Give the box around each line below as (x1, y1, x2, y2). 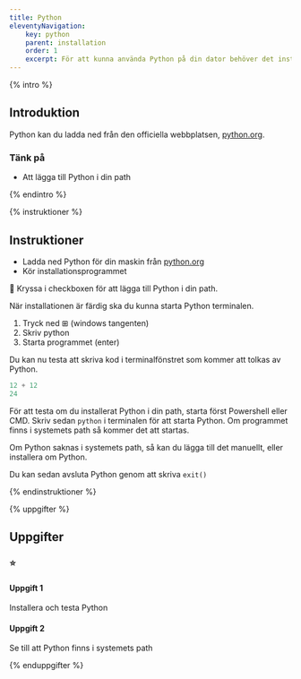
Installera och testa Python (9, 602, 108, 614)
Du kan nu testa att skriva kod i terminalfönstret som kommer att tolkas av (9, 354, 281, 365)
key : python (25, 30, 70, 39)
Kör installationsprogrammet (21, 265, 127, 276)
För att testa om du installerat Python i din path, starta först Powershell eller (9, 405, 288, 417)
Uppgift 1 (9, 582, 44, 593)
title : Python (9, 13, 63, 22)
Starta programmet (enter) (21, 337, 120, 348)
